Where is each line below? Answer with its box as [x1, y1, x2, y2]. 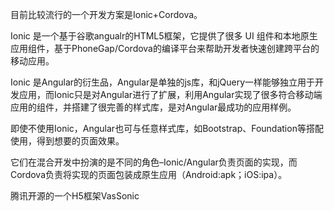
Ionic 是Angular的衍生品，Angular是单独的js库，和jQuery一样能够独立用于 [10, 76, 316, 88]
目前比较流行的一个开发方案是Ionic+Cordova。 [10, 9, 203, 20]
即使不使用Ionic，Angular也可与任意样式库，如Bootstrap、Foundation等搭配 [10, 123, 324, 134]
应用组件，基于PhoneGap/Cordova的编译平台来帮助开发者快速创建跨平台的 [10, 43, 320, 54]
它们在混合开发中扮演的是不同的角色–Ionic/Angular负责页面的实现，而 [10, 156, 298, 168]
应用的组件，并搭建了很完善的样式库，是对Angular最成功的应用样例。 [10, 101, 297, 113]
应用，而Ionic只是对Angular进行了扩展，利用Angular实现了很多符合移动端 [18, 89, 323, 100]
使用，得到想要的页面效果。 [10, 135, 125, 147]
